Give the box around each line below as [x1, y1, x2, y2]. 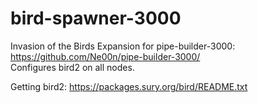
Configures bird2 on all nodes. [10, 61, 135, 73]
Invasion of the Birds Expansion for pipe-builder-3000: [10, 40, 236, 52]
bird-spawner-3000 [10, 7, 182, 30]
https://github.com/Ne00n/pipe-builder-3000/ [10, 50, 201, 62]
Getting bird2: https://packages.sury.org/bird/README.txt [10, 80, 248, 92]
